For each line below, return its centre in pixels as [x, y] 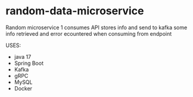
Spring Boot [29, 63]
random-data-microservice [75, 11]
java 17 [23, 57]
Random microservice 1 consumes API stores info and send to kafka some [96, 27]
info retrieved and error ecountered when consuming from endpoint [89, 33]
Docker [23, 88]
